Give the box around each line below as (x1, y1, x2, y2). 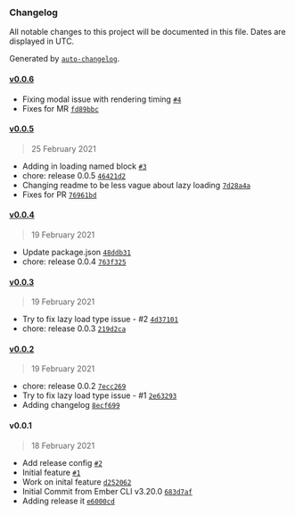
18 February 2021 (30, 440, 95, 451)
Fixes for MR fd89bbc (21, 103, 100, 113)
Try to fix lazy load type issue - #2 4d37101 (21, 314, 179, 325)
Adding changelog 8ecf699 (21, 400, 120, 411)
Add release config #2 (21, 457, 102, 468)
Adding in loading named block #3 (21, 161, 147, 171)
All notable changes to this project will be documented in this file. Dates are (9, 27, 287, 37)
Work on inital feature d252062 (21, 476, 132, 487)
